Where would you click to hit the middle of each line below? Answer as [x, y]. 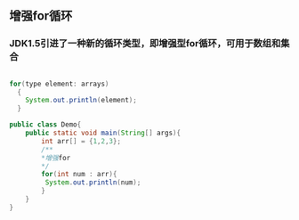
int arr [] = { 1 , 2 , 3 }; [81, 141]
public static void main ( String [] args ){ [103, 133]
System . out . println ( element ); [81, 101]
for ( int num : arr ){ [79, 175]
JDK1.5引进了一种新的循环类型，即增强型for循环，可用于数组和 [145, 44]
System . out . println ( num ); [93, 183]
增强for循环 [41, 16]
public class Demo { [45, 125]
